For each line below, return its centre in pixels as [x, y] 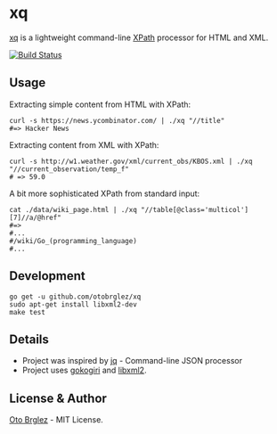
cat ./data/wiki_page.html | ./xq [73, 209]
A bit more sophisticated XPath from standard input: [105, 193]
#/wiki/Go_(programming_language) [73, 241]
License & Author [58, 398]
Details [29, 339]
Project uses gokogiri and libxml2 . [84, 370]
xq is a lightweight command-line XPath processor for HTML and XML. [139, 37]
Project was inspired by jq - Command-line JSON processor [132, 361]
